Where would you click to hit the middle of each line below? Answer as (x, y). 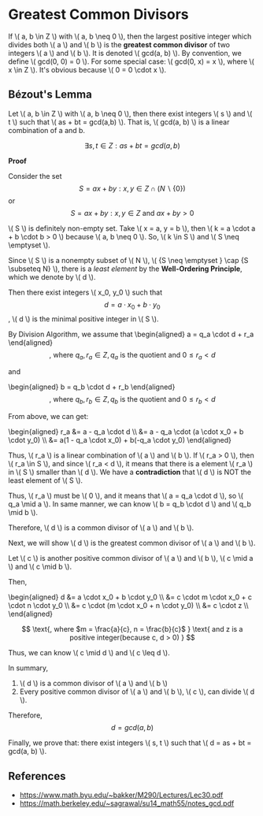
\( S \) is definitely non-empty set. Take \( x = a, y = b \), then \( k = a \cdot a (132, 228)
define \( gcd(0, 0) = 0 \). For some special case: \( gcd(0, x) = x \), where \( (131, 61)
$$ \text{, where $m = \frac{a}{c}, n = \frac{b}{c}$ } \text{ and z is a (132, 629)
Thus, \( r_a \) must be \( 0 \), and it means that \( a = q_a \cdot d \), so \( (126, 496)
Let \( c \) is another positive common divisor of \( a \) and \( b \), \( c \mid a (131, 558)
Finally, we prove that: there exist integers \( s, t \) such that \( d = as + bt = (130, 743)
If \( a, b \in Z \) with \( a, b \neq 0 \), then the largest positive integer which (130, 36)
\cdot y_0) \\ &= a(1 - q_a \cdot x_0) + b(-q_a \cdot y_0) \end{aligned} (120, 440)
